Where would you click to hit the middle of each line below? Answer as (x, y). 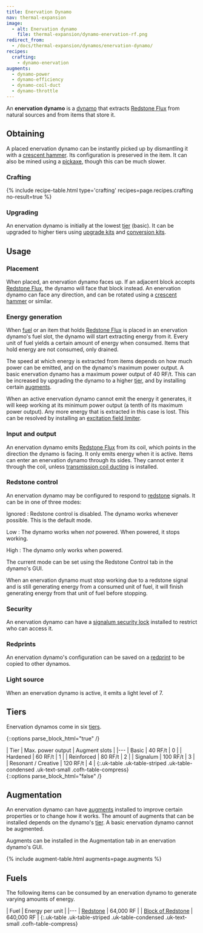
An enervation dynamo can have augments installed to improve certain (95, 810)
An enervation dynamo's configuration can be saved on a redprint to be (95, 657)
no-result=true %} (29, 197)
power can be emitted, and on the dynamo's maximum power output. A (95, 367)
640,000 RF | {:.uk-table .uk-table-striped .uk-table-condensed (85, 917)
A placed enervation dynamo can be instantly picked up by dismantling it (97, 148)
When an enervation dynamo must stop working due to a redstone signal (97, 580)
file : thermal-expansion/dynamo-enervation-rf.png (82, 35)
